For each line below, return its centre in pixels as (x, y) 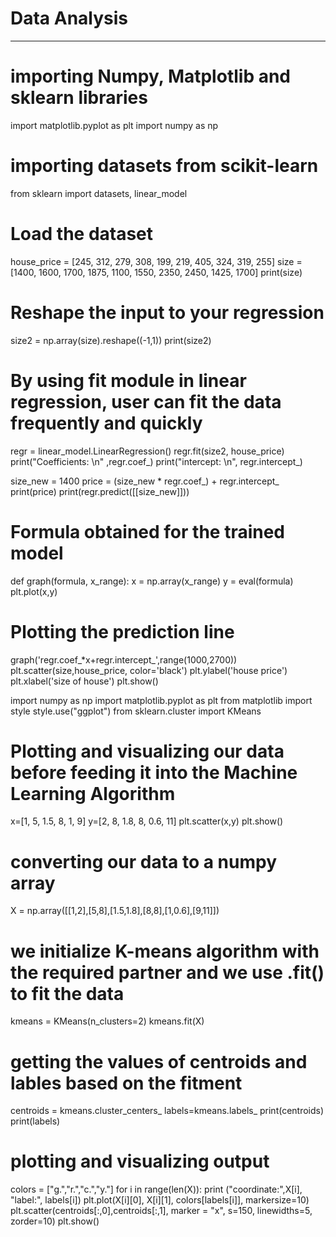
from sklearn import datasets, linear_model (99, 193)
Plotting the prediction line (122, 631)
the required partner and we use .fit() (167, 972)
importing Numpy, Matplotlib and (150, 76)
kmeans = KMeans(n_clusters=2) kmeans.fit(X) (107, 1021)
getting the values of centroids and (159, 1061)
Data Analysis (69, 18)
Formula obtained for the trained (148, 531)
